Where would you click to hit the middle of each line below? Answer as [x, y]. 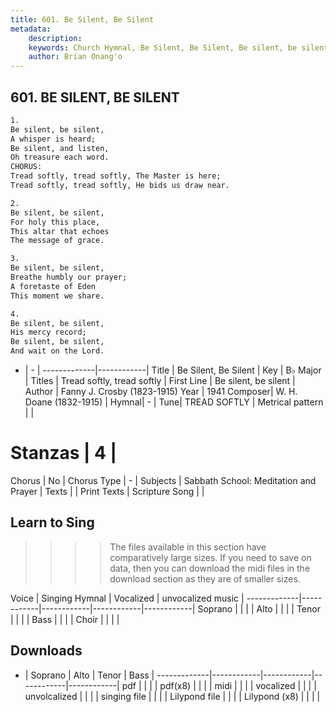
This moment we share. [57, 296]
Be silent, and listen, [60, 148]
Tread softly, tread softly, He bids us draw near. [120, 186]
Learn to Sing [52, 522]
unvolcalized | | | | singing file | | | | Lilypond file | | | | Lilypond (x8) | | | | [172, 696]
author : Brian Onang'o [75, 57]
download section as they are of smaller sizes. [205, 578]
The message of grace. [57, 241]
